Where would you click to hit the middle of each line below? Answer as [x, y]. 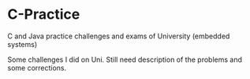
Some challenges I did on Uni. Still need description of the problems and [125, 59]
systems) [22, 44]
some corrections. [37, 67]
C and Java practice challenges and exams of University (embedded [119, 36]
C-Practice [44, 14]
